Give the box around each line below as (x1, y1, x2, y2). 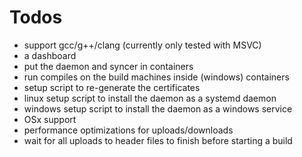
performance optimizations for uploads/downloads (23, 124, 234, 136)
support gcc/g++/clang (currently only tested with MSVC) (23, 39, 262, 51)
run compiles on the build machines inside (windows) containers (23, 71, 290, 83)
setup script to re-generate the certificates (23, 81, 201, 93)
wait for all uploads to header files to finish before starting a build (23, 134, 293, 146)
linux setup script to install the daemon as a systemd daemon (23, 92, 277, 104)
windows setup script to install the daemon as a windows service (23, 102, 293, 115)
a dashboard (23, 49, 77, 61)
